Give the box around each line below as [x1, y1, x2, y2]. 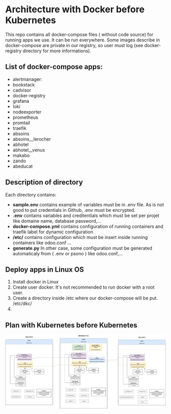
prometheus [12, 114, 38, 120]
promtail [12, 119, 31, 126]
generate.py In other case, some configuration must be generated [12, 245, 153, 251]
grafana [12, 98, 30, 104]
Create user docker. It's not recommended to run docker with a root [12, 284, 155, 290]
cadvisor [12, 87, 32, 93]
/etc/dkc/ [12, 300, 32, 307]
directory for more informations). [22, 48, 92, 54]
